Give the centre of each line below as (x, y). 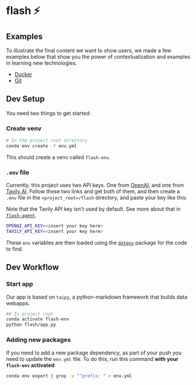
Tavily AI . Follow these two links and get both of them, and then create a (93, 191)
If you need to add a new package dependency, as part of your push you (94, 353)
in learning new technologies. (42, 63)
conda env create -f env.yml (42, 146)
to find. (15, 249)
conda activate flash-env (37, 319)
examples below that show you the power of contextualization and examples (98, 57)
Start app (20, 284)
